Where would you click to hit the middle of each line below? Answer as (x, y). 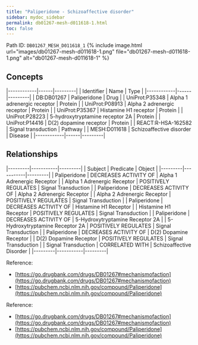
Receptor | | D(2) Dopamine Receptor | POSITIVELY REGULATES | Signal (95, 238)
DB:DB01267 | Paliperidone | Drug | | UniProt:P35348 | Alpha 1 (112, 98)
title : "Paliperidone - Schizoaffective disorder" (70, 12)
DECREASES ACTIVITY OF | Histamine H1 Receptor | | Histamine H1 (89, 207)
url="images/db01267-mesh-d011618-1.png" (60, 52)
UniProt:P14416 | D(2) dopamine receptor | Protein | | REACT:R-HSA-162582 (99, 123)
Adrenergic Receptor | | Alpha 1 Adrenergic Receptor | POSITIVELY (88, 181)
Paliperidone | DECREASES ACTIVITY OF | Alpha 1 (116, 175)
